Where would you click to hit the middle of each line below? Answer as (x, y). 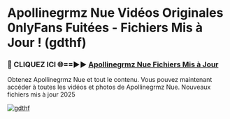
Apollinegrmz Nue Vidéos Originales (115, 13)
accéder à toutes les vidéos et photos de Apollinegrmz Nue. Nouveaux (109, 87)
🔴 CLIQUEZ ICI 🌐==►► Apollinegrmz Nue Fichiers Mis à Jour (113, 64)
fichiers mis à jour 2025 (41, 94)
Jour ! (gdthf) (47, 43)
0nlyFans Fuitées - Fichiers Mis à (105, 28)
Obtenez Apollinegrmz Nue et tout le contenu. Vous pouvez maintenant (110, 80)
